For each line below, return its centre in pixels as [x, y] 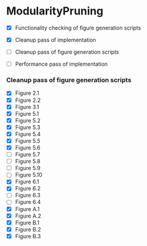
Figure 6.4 [28, 202]
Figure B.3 [28, 236]
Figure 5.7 [28, 154]
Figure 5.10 [28, 175]
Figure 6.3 [28, 195]
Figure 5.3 [28, 127]
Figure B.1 [27, 222]
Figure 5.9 [28, 168]
